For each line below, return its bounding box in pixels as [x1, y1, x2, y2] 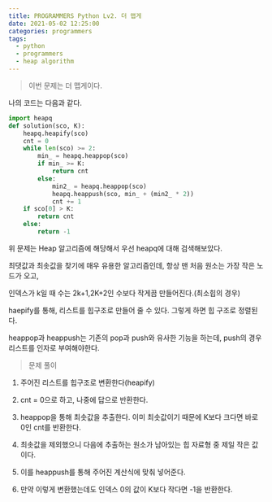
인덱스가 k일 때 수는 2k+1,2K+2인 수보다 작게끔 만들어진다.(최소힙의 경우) [8, 288, 241, 298]
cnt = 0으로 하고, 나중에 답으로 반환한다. [19, 395, 149, 404]
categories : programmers [8, 27, 93, 35]
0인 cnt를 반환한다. [19, 422, 81, 432]
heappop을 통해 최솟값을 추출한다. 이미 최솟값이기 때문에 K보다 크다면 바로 [19, 412, 258, 421]
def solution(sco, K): [8, 121, 85, 130]
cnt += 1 [51, 197, 82, 206]
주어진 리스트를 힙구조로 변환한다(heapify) [19, 378, 156, 387]
